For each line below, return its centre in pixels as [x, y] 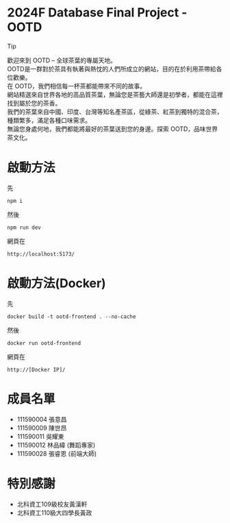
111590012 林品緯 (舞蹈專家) [56, 445]
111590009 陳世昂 [42, 428]
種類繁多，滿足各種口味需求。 [49, 120]
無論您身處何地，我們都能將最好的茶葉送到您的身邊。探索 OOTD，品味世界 [113, 129]
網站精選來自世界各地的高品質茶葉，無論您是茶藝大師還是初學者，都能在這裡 [115, 95]
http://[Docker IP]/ [37, 369]
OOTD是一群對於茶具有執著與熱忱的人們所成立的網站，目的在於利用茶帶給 [112, 69]
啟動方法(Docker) [56, 283]
